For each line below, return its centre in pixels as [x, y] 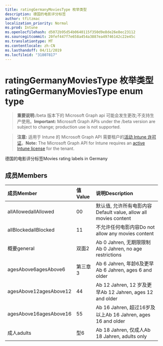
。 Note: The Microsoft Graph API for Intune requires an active [83, 143]
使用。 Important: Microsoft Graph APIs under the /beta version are [88, 122]
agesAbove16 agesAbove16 [40, 314]
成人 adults [19, 333]
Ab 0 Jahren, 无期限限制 [123, 242]
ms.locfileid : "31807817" [31, 55]
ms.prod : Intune [21, 28]
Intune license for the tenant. [46, 148]
